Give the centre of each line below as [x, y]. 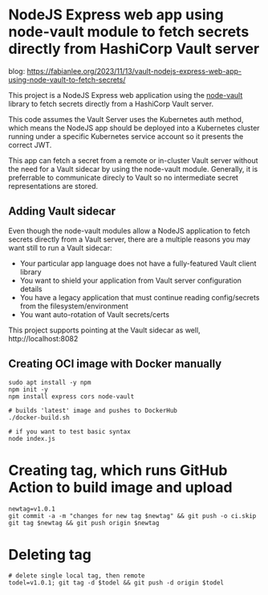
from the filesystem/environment [74, 306]
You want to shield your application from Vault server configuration [131, 280]
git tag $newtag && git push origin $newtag [84, 523]
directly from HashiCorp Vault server [134, 49]
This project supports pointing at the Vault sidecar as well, [104, 330]
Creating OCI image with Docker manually [115, 364]
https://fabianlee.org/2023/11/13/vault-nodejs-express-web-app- [134, 71]
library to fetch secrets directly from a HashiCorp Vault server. [111, 104]
